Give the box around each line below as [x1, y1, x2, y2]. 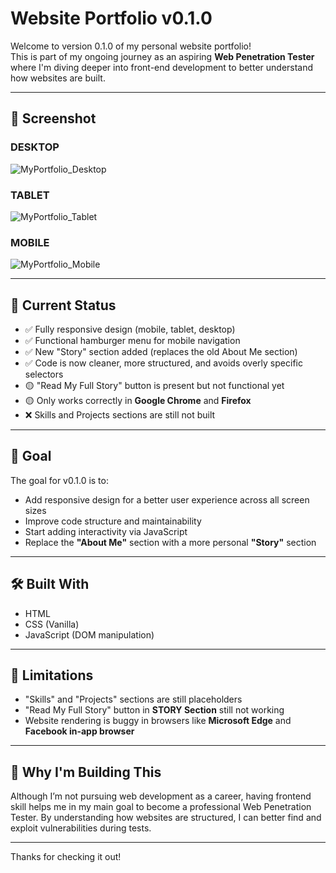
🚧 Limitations [10, 667, 94, 684]
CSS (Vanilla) [24, 618, 80, 630]
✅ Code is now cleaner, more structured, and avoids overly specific [24, 357, 303, 369]
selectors [24, 368, 64, 381]
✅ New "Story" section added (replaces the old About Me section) [24, 346, 298, 358]
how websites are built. [10, 72, 106, 84]
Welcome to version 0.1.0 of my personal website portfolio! [10, 40, 252, 52]
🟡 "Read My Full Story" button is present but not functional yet [24, 380, 285, 392]
